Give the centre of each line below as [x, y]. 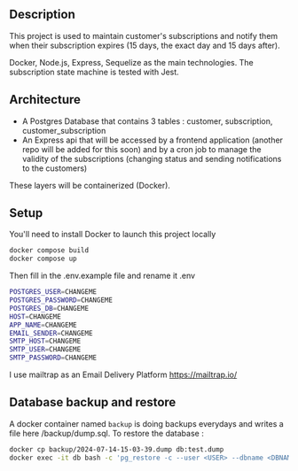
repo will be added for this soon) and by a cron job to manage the [141, 149]
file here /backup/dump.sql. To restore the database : [106, 433]
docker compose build [49, 251]
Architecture [45, 100]
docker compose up [43, 259]
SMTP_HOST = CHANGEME [45, 341]
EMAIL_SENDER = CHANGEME [51, 333]
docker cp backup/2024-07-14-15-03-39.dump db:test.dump [117, 449]
